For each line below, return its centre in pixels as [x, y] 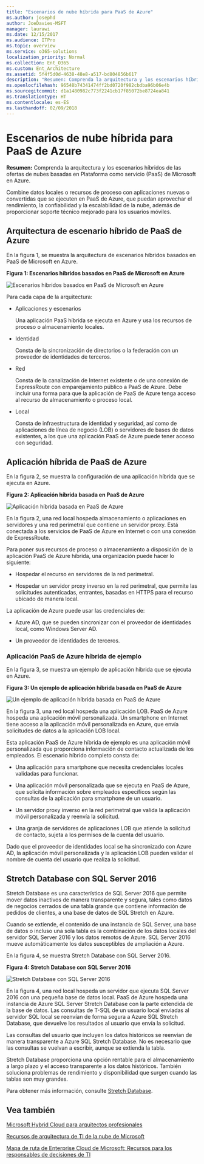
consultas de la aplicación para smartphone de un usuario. [88, 798]
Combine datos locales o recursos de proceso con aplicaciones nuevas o [98, 193]
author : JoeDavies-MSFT [36, 23]
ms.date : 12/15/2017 [32, 35]
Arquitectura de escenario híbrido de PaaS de [94, 231]
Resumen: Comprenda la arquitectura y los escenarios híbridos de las [94, 168]
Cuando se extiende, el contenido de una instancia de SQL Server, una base [101, 925]
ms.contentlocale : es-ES [38, 102]
